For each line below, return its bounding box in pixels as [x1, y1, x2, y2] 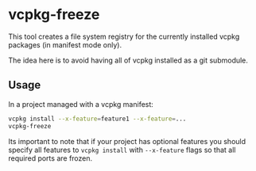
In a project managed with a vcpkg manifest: [8, 99, 153, 108]
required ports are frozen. [8, 153, 93, 163]
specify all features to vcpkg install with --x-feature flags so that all [8, 145, 236, 154]
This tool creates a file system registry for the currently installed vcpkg [8, 32, 240, 41]
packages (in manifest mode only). [8, 40, 122, 49]
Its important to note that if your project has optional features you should [8, 136, 246, 146]
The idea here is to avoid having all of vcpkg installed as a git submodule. [8, 55, 249, 65]
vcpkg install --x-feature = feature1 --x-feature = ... [8, 115, 187, 123]
